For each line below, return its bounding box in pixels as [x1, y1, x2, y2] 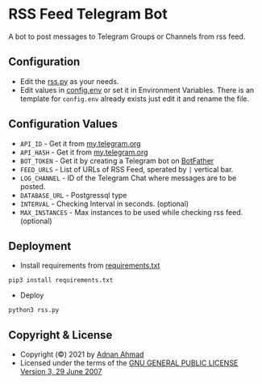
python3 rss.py [8, 306, 60, 314]
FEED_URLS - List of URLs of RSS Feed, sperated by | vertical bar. [19, 164, 234, 174]
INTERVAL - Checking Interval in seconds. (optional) [19, 199, 189, 209]
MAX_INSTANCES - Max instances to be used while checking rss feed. [19, 207, 243, 217]
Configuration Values [8, 117, 119, 131]
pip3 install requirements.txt [8, 276, 114, 285]
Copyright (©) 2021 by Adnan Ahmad [19, 349, 144, 360]
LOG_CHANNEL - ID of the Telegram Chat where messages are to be [19, 173, 237, 183]
